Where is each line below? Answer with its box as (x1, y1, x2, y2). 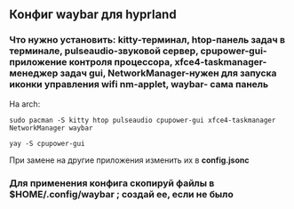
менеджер (9, 67, 59, 79)
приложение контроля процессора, (9, 56, 173, 68)
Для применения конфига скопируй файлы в (9, 177, 215, 189)
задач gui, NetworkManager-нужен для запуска (60, 67, 277, 79)
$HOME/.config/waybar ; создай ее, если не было (9, 188, 234, 200)
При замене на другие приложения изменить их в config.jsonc (9, 155, 250, 165)
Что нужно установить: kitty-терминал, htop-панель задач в (9, 34, 286, 46)
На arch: (9, 98, 41, 109)
